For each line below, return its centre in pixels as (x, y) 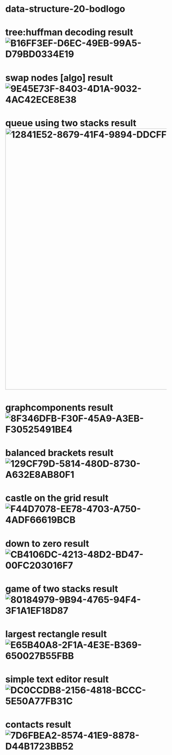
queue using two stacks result (71, 123)
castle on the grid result (57, 498)
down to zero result (47, 543)
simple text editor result (57, 679)
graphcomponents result (59, 407)
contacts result (38, 725)
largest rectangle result (56, 634)
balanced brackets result (59, 453)
